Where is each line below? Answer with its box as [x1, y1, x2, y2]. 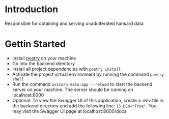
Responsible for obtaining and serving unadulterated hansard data [5, 20, 144, 26]
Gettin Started [5, 38, 66, 50]
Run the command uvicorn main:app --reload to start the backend [12, 81, 153, 87]
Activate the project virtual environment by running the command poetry [12, 71, 164, 77]
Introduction [5, 4, 59, 15]
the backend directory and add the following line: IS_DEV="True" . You [12, 103, 157, 109]
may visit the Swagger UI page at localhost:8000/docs [12, 108, 127, 114]
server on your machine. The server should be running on [12, 86, 133, 93]
